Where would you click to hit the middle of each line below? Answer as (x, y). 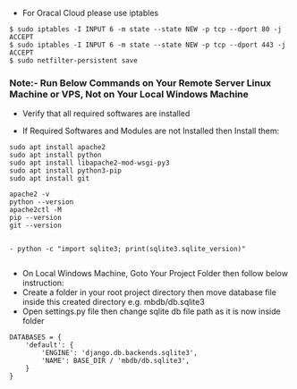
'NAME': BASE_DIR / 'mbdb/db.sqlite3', (116, 361)
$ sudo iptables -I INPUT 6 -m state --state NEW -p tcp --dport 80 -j (145, 30)
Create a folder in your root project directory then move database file (149, 292)
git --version (36, 226)
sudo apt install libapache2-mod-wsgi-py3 (89, 163)
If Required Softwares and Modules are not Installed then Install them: (151, 131)
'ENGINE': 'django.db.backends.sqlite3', (120, 353)
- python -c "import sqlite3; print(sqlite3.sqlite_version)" (127, 249)
